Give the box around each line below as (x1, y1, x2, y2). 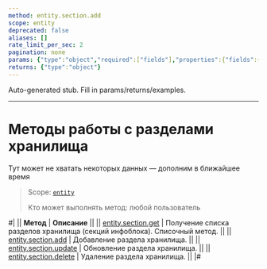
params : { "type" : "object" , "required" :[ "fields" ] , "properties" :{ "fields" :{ (8, 56, 261, 64)
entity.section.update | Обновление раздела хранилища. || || (8, 243, 211, 252)
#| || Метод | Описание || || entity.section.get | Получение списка (8, 217, 230, 227)
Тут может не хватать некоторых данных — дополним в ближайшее (8, 163, 241, 173)
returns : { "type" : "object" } (8, 63, 102, 71)
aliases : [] (8, 33, 48, 42)
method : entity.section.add (8, 11, 102, 20)
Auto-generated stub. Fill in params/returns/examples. (8, 85, 187, 94)
